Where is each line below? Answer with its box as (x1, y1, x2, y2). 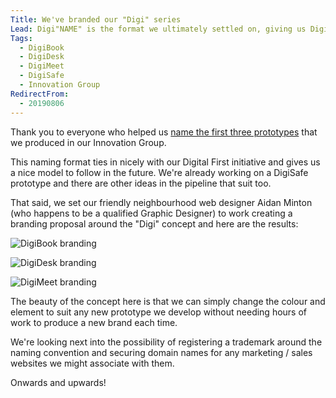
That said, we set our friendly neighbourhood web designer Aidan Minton (10, 196, 313, 208)
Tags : (10, 33, 33, 43)
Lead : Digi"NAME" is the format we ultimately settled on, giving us (10, 24, 307, 34)
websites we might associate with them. (10, 357, 175, 369)
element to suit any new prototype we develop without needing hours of (10, 306, 308, 318)
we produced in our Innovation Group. (10, 136, 167, 148)
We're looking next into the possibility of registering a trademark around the (10, 336, 323, 348)
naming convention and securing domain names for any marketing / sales (10, 346, 313, 358)
